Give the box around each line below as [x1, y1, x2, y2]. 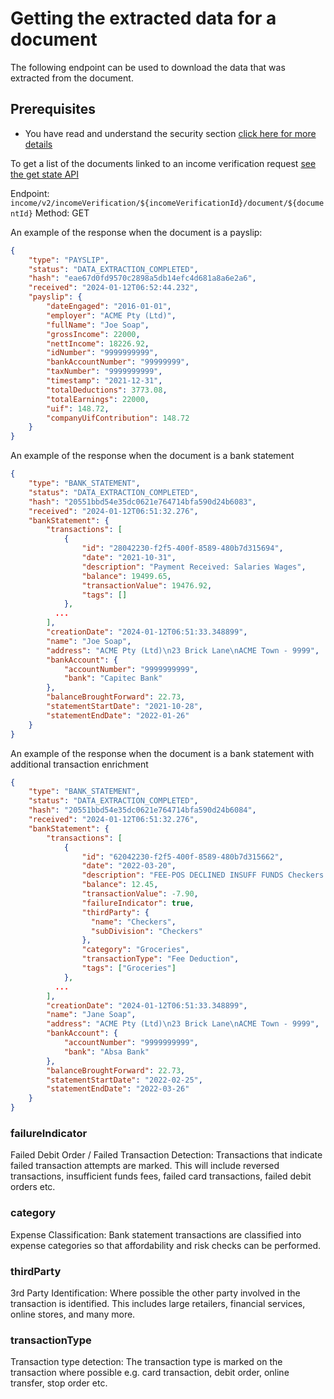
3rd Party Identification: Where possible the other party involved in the [10, 1287, 301, 1299]
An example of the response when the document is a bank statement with [10, 747, 315, 759]
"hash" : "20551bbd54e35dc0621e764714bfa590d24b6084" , [28, 805, 257, 816]
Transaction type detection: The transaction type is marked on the [10, 1356, 283, 1368]
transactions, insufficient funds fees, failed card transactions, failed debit [10, 1170, 312, 1182]
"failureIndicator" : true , [81, 898, 195, 908]
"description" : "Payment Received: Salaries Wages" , [81, 562, 307, 572]
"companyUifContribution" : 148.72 [46, 413, 190, 423]
